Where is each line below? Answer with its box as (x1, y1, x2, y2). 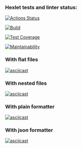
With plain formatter (5, 103, 55, 110)
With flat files (5, 56, 39, 63)
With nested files (5, 79, 47, 86)
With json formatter (5, 127, 53, 134)
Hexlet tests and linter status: (5, 4, 78, 11)
